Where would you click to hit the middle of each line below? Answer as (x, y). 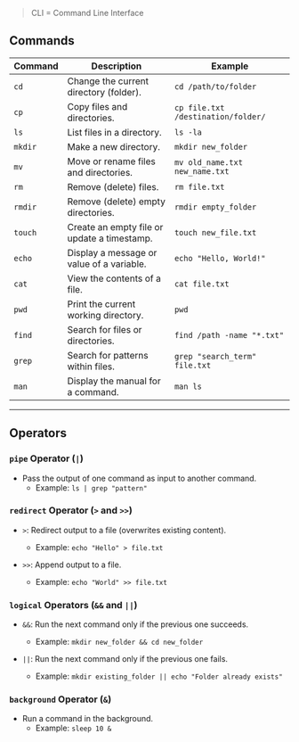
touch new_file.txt (215, 232)
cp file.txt (199, 107)
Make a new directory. (113, 146)
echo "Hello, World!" (220, 258)
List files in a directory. (114, 132)
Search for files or (105, 329)
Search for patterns (108, 355)
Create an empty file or (115, 227)
